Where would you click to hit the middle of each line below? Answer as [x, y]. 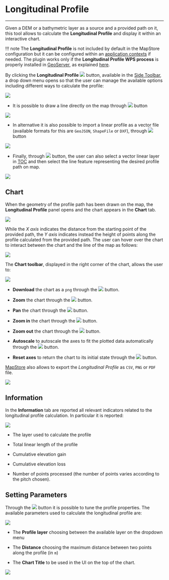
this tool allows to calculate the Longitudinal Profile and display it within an [83, 33]
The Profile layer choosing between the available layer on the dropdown [88, 532]
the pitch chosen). [31, 479]
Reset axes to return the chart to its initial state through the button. [85, 357]
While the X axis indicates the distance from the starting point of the [76, 229]
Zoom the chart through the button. [52, 300]
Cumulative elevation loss [39, 464]
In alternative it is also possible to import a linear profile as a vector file [86, 125]
